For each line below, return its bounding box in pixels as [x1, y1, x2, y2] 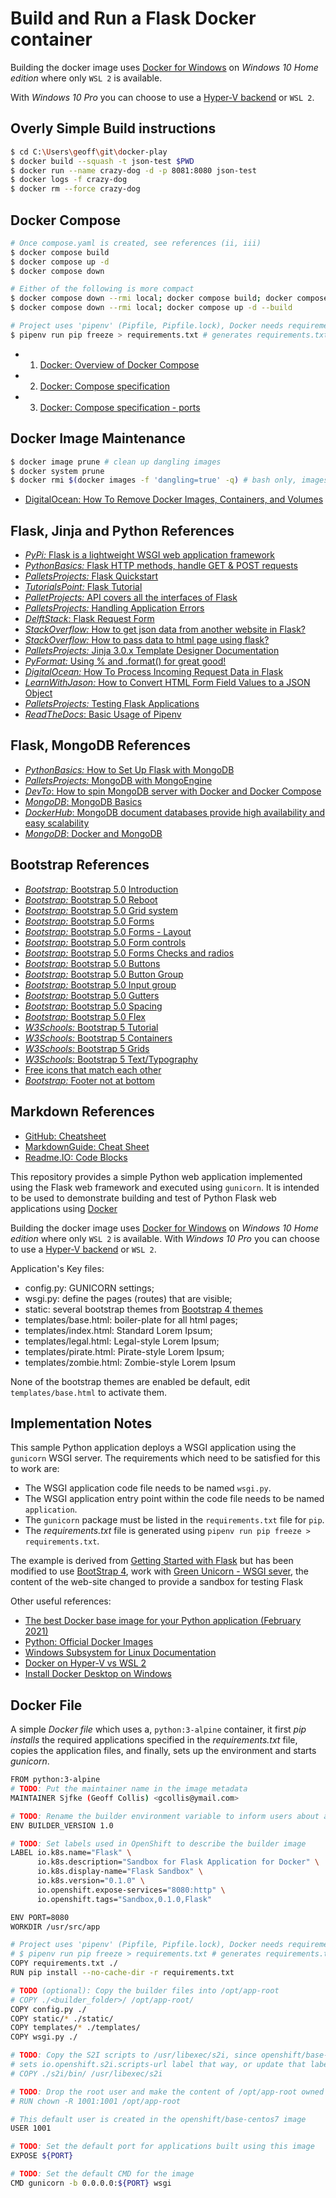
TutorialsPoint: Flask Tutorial [24, 581, 143, 593]
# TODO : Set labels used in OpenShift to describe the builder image [10, 1838, 307, 1849]
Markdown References [10, 1103, 155, 1121]
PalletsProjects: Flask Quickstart [24, 570, 159, 582]
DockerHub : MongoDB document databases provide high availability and [24, 806, 326, 818]
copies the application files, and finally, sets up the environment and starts [10, 1745, 317, 1757]
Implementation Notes [10, 1415, 153, 1432]
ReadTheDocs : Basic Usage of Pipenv [24, 708, 182, 721]
